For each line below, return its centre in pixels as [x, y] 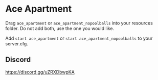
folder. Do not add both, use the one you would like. [60, 28]
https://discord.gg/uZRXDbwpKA [40, 72]
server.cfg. [17, 43]
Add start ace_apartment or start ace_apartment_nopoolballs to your [79, 38]
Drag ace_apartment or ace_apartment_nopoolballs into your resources [79, 23]
